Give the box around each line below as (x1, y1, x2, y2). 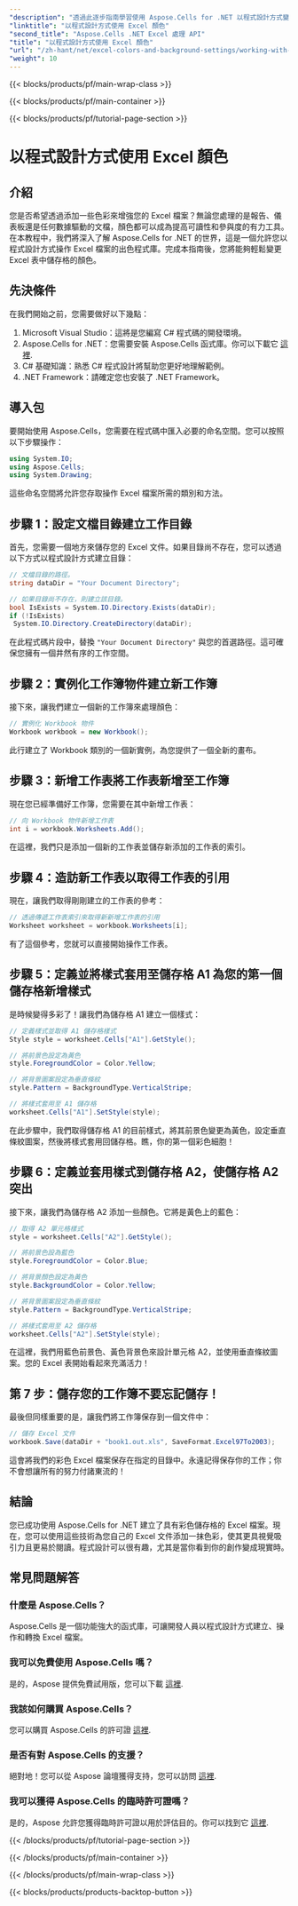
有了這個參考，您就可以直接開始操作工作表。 (9, 939, 173, 949)
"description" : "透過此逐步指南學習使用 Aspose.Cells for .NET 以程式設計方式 (9, 12, 284, 22)
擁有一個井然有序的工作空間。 (24, 647, 134, 658)
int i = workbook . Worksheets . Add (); (9, 824, 145, 833)
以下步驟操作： (9, 436, 64, 447)
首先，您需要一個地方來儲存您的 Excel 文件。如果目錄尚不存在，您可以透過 (9, 542, 282, 552)
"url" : (9, 46, 34, 55)
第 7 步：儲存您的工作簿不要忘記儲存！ (9, 1386, 220, 1402)
